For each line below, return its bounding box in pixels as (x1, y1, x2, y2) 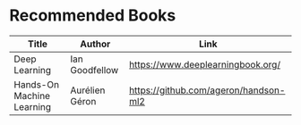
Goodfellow (70, 63, 119, 76)
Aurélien (70, 84, 106, 96)
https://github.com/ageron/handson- (128, 84, 286, 96)
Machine (13, 89, 51, 102)
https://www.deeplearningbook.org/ (128, 58, 280, 71)
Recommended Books (9, 5, 176, 26)
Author (80, 37, 111, 50)
